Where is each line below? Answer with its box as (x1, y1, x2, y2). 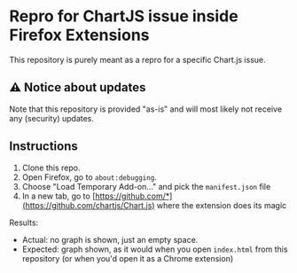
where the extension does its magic (156, 199, 287, 210)
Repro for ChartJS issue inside (9, 6, 238, 27)
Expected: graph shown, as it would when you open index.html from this (21, 244, 288, 254)
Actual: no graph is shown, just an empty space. (21, 234, 199, 245)
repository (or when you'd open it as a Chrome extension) (21, 253, 234, 263)
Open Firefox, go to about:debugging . (21, 171, 157, 183)
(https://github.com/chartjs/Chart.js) (21, 199, 155, 210)
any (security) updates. (9, 113, 95, 123)
